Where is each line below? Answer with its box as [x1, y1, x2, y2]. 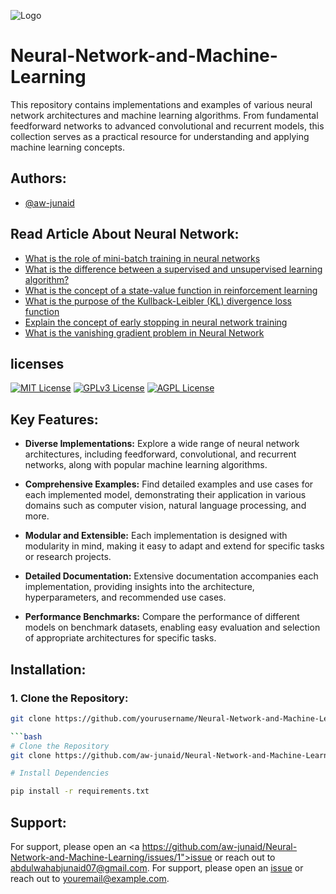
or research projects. [24, 551, 112, 563]
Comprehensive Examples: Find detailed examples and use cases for [24, 478, 314, 490]
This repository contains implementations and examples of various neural [10, 98, 313, 110]
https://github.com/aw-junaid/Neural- [141, 840, 298, 852]
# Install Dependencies [10, 768, 110, 779]
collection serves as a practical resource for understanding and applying [10, 130, 310, 142]
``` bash [10, 731, 43, 742]
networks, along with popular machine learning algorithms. [24, 459, 268, 471]
